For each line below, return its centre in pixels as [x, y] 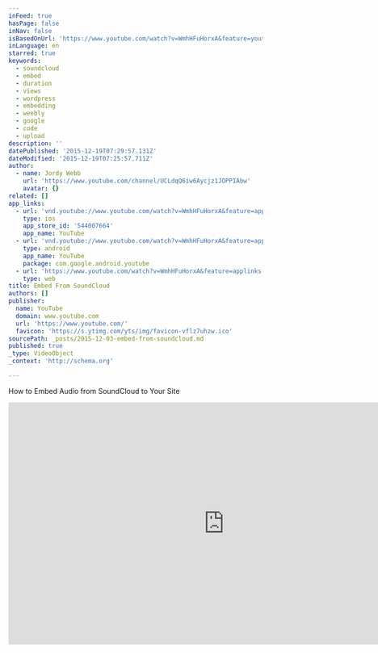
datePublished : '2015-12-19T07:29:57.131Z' [83, 151]
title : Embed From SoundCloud [59, 286]
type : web [40, 278]
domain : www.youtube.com [57, 316]
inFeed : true [30, 16]
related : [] [28, 196]
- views [29, 91]
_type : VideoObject [41, 354]
